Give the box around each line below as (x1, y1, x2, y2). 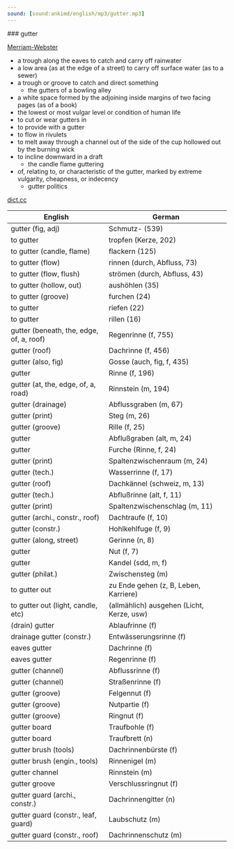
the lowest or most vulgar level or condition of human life (17, 108, 181, 116)
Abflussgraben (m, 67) (108, 399, 183, 409)
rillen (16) (108, 314, 141, 324)
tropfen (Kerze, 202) (108, 235, 176, 244)
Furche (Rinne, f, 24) (108, 445, 177, 454)
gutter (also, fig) (10, 356, 64, 366)
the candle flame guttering (27, 159, 104, 168)
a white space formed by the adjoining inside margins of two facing (17, 93, 211, 102)
